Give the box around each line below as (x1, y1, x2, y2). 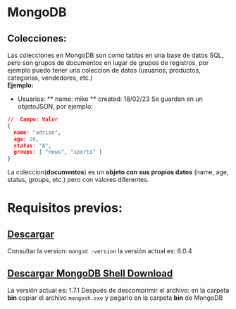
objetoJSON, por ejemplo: (17, 102, 93, 110)
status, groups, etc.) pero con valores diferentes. (7, 176, 149, 184)
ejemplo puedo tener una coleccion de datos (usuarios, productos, (7, 66, 201, 74)
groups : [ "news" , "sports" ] (13, 149, 102, 156)
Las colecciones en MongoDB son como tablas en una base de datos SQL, (7, 51, 224, 59)
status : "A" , (13, 142, 52, 149)
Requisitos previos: (7, 200, 123, 216)
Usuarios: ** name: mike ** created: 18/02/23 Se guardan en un (17, 95, 203, 103)
